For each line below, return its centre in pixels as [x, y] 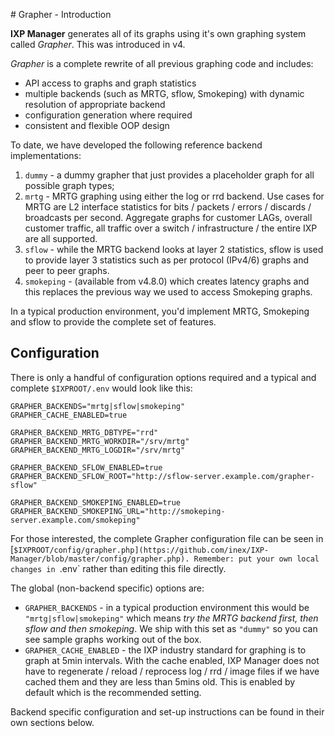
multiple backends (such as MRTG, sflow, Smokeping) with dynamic [164, 93]
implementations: [46, 155]
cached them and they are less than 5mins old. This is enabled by [160, 681]
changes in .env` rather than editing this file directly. [118, 568]
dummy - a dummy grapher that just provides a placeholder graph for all [169, 175]
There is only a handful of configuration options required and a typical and [163, 377]
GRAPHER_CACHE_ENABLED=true [69, 415]
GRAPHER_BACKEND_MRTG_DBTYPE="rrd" [84, 432]
